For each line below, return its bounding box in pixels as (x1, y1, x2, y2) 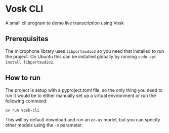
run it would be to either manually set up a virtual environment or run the (5, 92, 156, 98)
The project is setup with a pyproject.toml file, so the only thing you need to (5, 87, 163, 93)
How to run (5, 74, 41, 82)
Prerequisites (5, 35, 49, 43)
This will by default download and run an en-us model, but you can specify (5, 117, 160, 123)
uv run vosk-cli (5, 108, 39, 113)
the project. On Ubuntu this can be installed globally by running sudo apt (5, 53, 157, 59)
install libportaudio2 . (5, 59, 55, 65)
